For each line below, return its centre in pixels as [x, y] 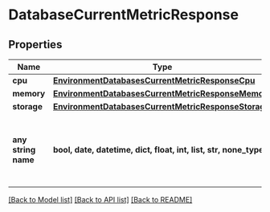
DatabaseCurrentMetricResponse [124, 15]
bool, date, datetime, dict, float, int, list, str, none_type [158, 150]
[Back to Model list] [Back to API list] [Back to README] [100, 200]
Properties [35, 45]
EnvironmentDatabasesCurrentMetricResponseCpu [154, 80]
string [24, 150]
